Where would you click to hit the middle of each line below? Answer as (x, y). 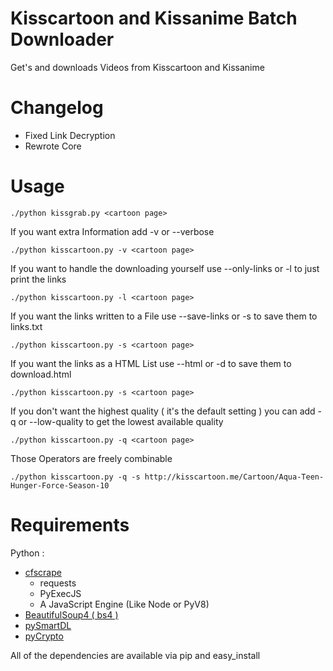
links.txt (26, 326)
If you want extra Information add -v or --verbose (112, 231)
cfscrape (43, 572)
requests (58, 583)
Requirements (70, 525)
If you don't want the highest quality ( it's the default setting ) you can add (163, 411)
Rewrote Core (53, 146)
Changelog (57, 108)
